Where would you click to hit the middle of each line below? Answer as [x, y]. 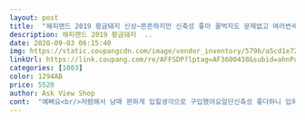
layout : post [34, 18]
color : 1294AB [36, 77]
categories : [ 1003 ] [46, 69]
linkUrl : [26, 60]
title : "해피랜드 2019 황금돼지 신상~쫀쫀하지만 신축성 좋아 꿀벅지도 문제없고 [139, 26]
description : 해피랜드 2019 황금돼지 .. [81, 34]
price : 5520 [32, 85]
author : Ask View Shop [52, 93]
